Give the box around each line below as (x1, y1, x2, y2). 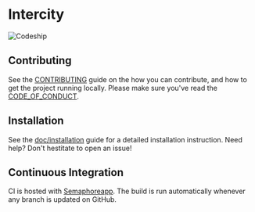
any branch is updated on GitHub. (8, 195, 117, 204)
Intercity (8, 5, 65, 23)
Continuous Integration (8, 166, 124, 179)
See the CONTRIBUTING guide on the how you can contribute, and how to (8, 74, 248, 84)
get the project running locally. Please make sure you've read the (8, 83, 217, 92)
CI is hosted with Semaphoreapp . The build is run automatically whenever (8, 186, 246, 196)
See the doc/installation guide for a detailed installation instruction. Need (8, 135, 242, 144)
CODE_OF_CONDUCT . (8, 92, 80, 101)
